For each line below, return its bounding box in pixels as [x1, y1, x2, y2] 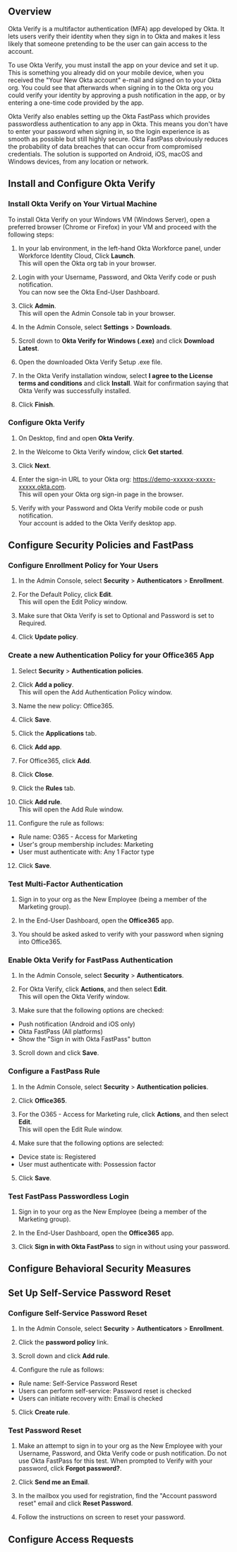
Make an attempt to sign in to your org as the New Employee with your [18, 1442, 223, 1450]
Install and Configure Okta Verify [8, 178, 156, 190]
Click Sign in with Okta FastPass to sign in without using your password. [18, 1242, 231, 1250]
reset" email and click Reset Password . [18, 1499, 133, 1507]
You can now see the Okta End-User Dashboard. [18, 287, 160, 296]
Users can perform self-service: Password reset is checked [18, 1387, 192, 1396]
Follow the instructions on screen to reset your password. [18, 1513, 186, 1522]
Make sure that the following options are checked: [18, 1006, 164, 1015]
